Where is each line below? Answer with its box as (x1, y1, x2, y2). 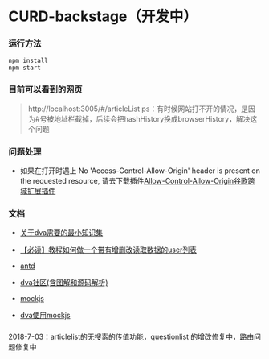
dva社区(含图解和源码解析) (19, 278, 108, 287)
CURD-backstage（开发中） (8, 7, 198, 26)
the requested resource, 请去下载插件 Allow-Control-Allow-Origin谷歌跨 (19, 176, 255, 186)
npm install (8, 57, 48, 65)
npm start (8, 64, 42, 72)
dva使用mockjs (19, 311, 71, 320)
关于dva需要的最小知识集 (19, 228, 104, 237)
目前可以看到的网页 (8, 84, 83, 95)
